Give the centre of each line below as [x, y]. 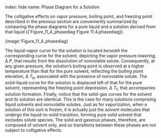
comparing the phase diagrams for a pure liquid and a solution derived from [80, 27]
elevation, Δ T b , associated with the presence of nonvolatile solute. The [76, 77]
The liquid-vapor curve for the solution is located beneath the [66, 51]
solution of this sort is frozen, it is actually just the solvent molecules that [77, 109]
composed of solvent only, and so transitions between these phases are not [80, 125]
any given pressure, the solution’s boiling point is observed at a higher [75, 66]
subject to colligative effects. [34, 130]
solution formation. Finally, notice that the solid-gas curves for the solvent [79, 94]
